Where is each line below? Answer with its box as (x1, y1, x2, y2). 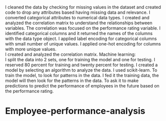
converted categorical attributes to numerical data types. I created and (5, 15, 150, 20)
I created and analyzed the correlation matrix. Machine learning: (5, 51, 136, 57)
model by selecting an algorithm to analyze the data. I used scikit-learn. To (5, 67, 158, 73)
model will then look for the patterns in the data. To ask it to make (5, 78, 139, 83)
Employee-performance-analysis (5, 106, 145, 117)
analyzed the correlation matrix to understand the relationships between (5, 20, 153, 26)
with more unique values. (5, 46, 57, 52)
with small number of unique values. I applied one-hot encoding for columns (5, 41, 161, 46)
